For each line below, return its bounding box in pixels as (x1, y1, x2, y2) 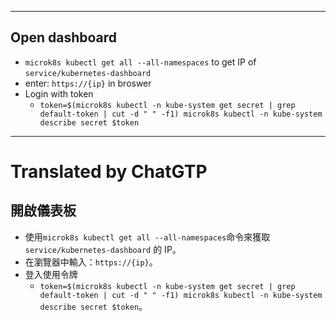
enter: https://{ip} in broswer (24, 77, 152, 89)
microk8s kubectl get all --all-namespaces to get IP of (24, 56, 257, 68)
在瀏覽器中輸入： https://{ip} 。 (24, 256, 158, 268)
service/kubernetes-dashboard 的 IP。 (24, 243, 182, 255)
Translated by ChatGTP (10, 161, 208, 183)
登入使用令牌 (24, 268, 78, 280)
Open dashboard (10, 29, 118, 46)
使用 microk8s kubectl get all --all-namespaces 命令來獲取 (24, 231, 271, 243)
